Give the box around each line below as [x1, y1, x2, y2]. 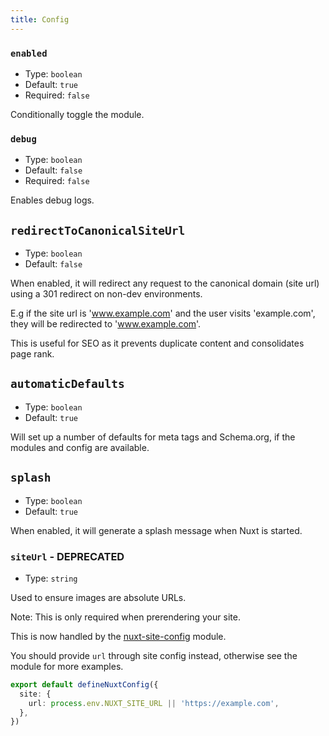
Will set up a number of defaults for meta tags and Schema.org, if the [10, 431, 296, 443]
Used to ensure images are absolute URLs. [10, 591, 187, 603]
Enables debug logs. [10, 194, 95, 206]
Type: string [24, 572, 78, 584]
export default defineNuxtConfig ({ [10, 679, 159, 690]
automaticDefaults [10, 377, 125, 391]
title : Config [10, 14, 70, 25]
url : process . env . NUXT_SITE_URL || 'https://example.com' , [28, 698, 280, 708]
